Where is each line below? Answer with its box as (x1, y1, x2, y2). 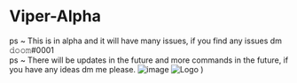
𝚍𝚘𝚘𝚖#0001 (9, 44, 55, 55)
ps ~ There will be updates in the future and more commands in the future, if (9, 55, 289, 65)
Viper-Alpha (9, 6, 102, 26)
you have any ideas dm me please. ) (9, 64, 204, 74)
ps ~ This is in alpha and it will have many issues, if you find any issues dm (9, 35, 282, 46)
